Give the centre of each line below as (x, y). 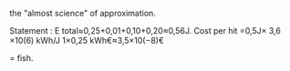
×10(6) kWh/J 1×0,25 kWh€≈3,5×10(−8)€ (87, 41)
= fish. (21, 58)
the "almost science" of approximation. (83, 13)
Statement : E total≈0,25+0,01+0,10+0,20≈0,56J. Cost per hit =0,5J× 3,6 (145, 30)
